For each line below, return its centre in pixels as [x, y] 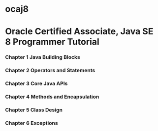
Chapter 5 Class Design [34, 110]
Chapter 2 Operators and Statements [50, 71]
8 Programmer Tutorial [52, 42]
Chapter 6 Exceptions [32, 123]
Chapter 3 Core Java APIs [36, 83]
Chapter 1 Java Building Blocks [43, 57]
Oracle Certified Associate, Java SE [79, 32]
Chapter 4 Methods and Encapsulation [52, 97]
